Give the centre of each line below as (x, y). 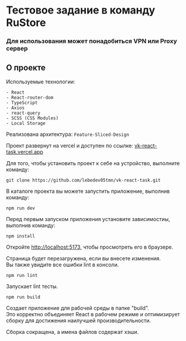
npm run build (23, 297)
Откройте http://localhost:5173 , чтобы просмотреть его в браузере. (90, 247)
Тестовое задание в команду (81, 10)
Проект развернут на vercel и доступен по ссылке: (70, 145)
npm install (20, 236)
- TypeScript (22, 103)
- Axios (15, 108)
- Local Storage (26, 123)
